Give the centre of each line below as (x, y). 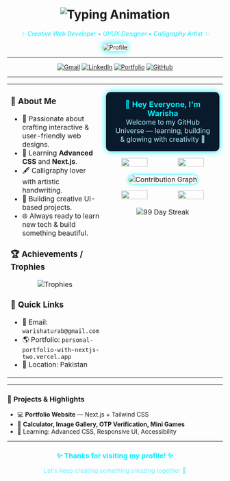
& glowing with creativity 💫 (163, 139)
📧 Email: (35, 322)
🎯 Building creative (52, 199)
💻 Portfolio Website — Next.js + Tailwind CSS (83, 414)
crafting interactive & (55, 127)
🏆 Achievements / (47, 254)
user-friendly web (52, 136)
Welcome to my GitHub (163, 122)
